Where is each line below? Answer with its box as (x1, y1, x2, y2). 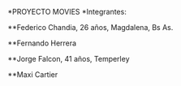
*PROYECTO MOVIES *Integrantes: (7, 7, 127, 16)
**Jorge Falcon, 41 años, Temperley (7, 54, 131, 63)
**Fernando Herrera (7, 38, 77, 48)
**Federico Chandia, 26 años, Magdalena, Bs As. (7, 23, 174, 32)
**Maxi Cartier (7, 70, 58, 80)
